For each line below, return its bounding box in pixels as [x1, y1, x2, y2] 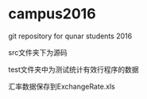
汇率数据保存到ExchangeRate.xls [8, 81, 115, 91]
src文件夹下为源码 [8, 47, 68, 57]
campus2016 [8, 5, 97, 23]
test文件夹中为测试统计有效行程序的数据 [8, 65, 139, 74]
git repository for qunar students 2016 [8, 31, 133, 41]
